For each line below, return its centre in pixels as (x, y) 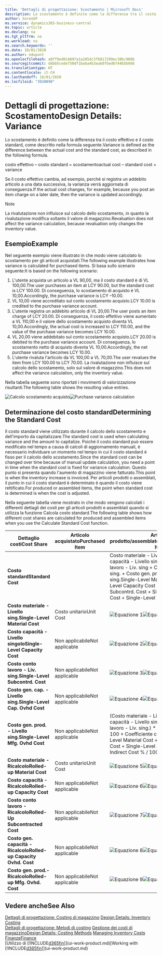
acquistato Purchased (80, 541)
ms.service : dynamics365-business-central (48, 23)
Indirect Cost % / (129, 752)
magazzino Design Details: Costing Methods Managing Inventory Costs (75, 933)
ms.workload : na (21, 41)
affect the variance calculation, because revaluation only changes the (74, 223)
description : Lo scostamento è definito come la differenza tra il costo (81, 14)
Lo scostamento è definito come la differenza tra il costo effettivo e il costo (79, 140)
